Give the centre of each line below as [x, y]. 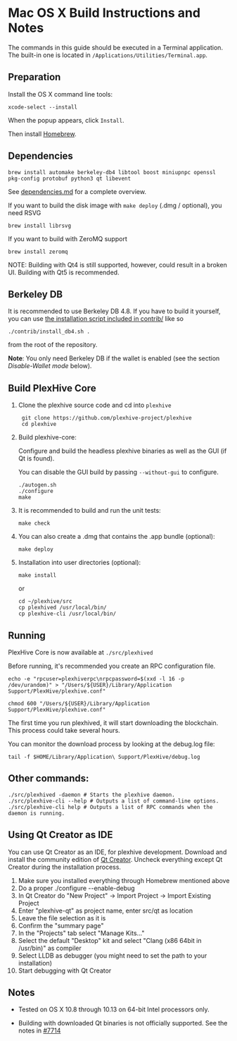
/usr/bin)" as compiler [50, 948]
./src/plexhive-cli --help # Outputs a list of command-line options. [114, 801]
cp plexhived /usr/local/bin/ [63, 608]
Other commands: [49, 778]
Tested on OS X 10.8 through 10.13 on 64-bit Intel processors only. [114, 1009]
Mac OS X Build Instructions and [104, 13]
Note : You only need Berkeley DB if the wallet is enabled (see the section [114, 358]
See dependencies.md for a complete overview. [77, 191]
